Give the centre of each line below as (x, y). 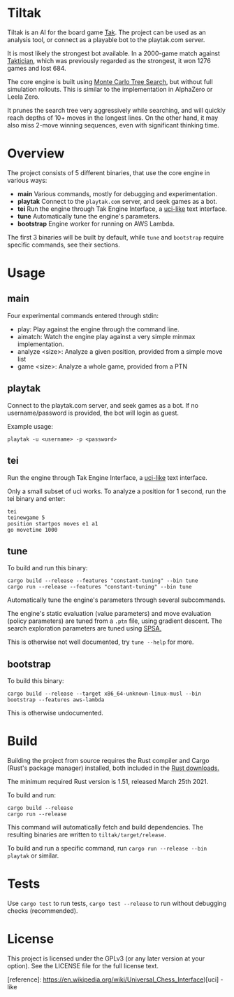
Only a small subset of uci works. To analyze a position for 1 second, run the (117, 491)
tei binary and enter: (36, 498)
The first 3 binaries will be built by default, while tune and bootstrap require (116, 237)
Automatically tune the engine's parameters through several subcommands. (116, 600)
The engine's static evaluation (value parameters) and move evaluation (109, 614)
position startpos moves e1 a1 (53, 523)
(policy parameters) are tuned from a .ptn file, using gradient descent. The (115, 621)
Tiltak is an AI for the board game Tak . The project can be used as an (107, 32)
